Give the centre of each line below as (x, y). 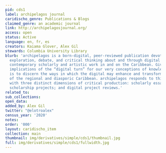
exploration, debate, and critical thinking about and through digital (85, 60)
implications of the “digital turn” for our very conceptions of (78, 70)
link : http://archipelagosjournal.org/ (46, 28)
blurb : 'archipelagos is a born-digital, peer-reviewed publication (77, 56)
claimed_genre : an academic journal (43, 23)
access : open (19, 33)
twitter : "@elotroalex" (30, 111)
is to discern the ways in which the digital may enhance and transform (86, 74)
